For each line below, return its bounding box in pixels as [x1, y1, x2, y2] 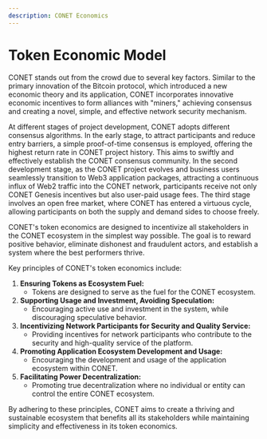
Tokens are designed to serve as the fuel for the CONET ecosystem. [31, 287, 257, 296]
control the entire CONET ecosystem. [31, 389, 155, 398]
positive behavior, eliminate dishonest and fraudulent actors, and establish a [8, 239, 259, 248]
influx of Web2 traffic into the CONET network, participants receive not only [8, 181, 257, 191]
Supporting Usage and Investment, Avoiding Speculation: [19, 295, 215, 305]
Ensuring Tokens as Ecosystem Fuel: [19, 279, 145, 288]
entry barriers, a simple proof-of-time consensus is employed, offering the [8, 139, 253, 148]
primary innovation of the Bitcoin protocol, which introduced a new [8, 81, 228, 90]
